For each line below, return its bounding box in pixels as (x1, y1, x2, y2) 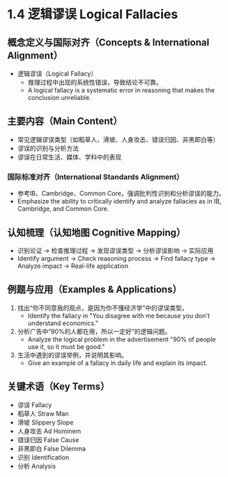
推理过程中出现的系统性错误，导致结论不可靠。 (27, 78, 162, 86)
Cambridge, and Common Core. (17, 204, 109, 213)
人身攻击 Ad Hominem (17, 427, 82, 435)
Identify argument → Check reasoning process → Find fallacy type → (17, 254, 216, 262)
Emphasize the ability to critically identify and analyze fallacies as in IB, (17, 197, 222, 206)
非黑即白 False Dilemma (17, 444, 86, 453)
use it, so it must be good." (27, 342, 105, 350)
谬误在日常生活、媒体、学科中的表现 (17, 152, 122, 161)
